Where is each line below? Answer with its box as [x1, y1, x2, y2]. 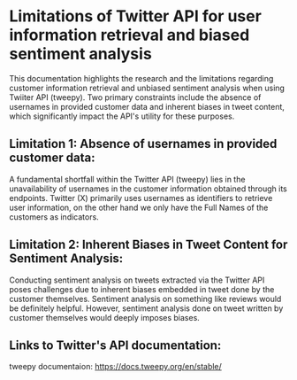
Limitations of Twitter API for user [9, 6, 263, 27]
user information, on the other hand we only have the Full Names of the [9, 202, 269, 213]
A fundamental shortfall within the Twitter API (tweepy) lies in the [9, 174, 246, 184]
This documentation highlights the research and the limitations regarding [9, 73, 274, 83]
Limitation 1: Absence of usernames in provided [9, 136, 278, 151]
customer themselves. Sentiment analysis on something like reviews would [9, 293, 282, 304]
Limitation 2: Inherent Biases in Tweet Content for [9, 237, 288, 252]
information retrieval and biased [9, 25, 250, 45]
